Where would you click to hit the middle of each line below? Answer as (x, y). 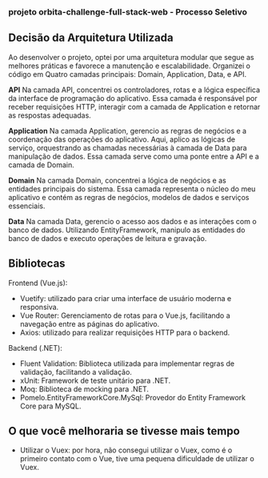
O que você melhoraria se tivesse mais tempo (124, 431)
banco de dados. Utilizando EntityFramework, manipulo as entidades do (127, 230)
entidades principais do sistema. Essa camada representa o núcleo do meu (132, 189)
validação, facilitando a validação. (76, 372)
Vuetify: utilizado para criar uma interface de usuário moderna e (126, 298)
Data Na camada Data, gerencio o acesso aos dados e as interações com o (133, 221)
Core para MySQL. (50, 406)
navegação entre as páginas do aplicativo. (90, 323)
